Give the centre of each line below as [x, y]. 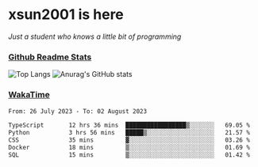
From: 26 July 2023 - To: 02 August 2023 [78, 111]
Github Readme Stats [50, 57]
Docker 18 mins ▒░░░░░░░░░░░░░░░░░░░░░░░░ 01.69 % [129, 148]
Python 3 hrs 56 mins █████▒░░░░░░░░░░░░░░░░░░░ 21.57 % [129, 133]
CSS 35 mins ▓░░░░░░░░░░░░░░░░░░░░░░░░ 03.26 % [129, 140]
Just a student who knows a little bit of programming [95, 36]
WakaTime [29, 95]
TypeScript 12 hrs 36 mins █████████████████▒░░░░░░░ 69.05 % [129, 125]
